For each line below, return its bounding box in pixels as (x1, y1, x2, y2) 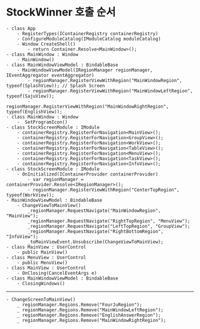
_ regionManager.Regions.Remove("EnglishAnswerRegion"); (17, 312, 161, 318)
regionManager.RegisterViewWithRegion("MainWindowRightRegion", (6, 104, 169, 109)
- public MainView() (17, 249, 68, 255)
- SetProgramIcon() (17, 119, 68, 125)
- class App (6, 25, 36, 32)
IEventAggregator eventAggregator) (6, 72, 95, 78)
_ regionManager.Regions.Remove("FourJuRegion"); (17, 302, 143, 308)
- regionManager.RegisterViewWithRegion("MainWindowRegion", (27, 77, 183, 83)
